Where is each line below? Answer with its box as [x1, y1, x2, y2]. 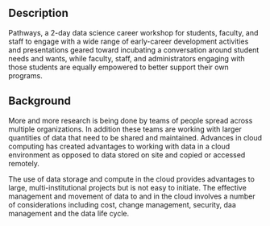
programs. [8, 70, 43, 80]
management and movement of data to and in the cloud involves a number [8, 191, 255, 201]
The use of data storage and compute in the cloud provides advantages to [8, 174, 255, 184]
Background [8, 94, 71, 108]
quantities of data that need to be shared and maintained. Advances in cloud [8, 132, 263, 142]
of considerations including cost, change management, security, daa [8, 199, 236, 209]
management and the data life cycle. [8, 208, 130, 218]
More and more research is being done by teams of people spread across [8, 115, 253, 125]
